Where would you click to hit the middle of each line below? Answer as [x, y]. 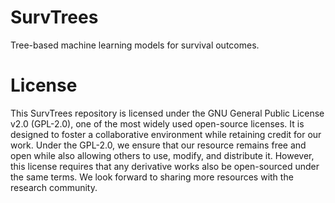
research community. [54, 187]
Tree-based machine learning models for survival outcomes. [135, 45]
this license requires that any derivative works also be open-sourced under [165, 166]
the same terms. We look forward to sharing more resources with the [152, 177]
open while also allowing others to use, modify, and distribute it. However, [162, 155]
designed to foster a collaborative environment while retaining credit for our [166, 134]
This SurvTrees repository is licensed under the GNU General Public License [167, 113]
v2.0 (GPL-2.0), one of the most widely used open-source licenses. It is [157, 123]
